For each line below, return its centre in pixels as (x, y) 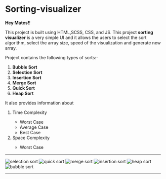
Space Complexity (31, 138)
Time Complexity (30, 112)
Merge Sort (24, 83)
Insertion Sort (27, 77)
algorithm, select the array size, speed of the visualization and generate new (83, 42)
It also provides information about (40, 103)
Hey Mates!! (18, 23)
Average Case (34, 127)
